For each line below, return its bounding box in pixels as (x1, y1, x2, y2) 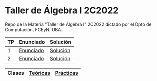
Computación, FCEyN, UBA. (5, 26, 62, 32)
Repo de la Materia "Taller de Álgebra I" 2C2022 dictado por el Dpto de (5, 21, 152, 27)
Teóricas (29, 69, 51, 76)
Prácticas (55, 69, 78, 76)
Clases (7, 69, 24, 76)
